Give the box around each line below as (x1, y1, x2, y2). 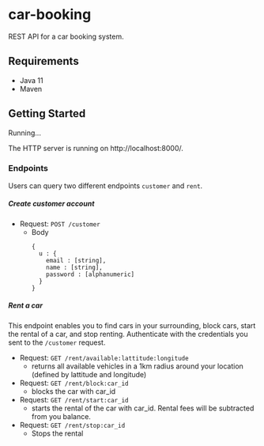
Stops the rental (31, 429, 84, 438)
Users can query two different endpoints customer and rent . (8, 180, 203, 191)
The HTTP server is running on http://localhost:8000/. (8, 143, 184, 153)
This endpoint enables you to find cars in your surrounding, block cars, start (8, 320, 256, 330)
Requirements (8, 55, 79, 68)
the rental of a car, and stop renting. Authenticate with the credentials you (8, 329, 248, 338)
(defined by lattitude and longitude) (31, 369, 147, 379)
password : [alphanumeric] (46, 270, 135, 278)
